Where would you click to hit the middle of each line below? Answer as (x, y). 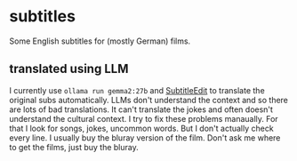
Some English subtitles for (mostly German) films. (100, 41)
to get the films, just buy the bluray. (74, 147)
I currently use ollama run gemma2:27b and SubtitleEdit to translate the (137, 90)
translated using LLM (69, 69)
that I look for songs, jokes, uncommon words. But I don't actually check (141, 128)
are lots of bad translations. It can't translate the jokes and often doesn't (141, 109)
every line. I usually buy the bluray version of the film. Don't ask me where (145, 137)
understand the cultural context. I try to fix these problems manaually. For (144, 118)
